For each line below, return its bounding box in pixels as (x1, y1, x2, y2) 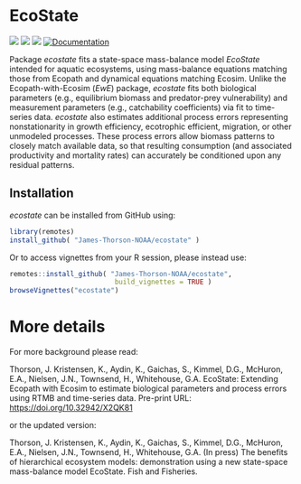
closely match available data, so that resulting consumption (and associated (9, 140, 292, 151)
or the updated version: (9, 420, 97, 431)
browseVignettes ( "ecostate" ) (9, 286, 119, 295)
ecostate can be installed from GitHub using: (9, 209, 176, 220)
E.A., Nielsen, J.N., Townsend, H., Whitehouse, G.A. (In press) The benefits (9, 447, 288, 458)
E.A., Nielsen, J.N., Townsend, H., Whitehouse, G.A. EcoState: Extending (9, 374, 278, 385)
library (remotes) (9, 227, 75, 236)
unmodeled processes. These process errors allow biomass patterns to (9, 130, 276, 141)
